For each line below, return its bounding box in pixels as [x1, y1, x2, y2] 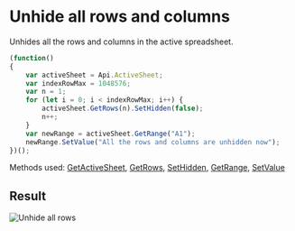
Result [9, 188, 47, 204]
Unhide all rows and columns [9, 6, 230, 27]
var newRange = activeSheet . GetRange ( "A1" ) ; [25, 129, 196, 138]
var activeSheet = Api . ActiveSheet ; [25, 70, 164, 79]
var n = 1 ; [25, 88, 67, 97]
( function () [9, 53, 54, 62]
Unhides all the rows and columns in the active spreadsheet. [9, 36, 234, 47]
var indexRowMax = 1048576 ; [25, 79, 131, 88]
